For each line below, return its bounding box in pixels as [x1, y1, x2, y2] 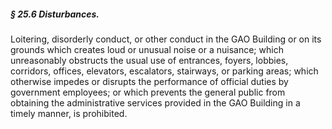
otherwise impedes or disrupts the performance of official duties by [10, 75, 289, 87]
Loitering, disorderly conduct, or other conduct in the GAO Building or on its [10, 33, 322, 45]
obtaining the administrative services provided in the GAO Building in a [10, 96, 301, 109]
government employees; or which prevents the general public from [10, 86, 286, 98]
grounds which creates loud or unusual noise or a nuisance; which [10, 43, 284, 55]
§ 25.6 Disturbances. [10, 8, 100, 20]
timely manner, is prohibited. [10, 107, 128, 119]
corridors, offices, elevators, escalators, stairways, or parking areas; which [10, 65, 319, 77]
